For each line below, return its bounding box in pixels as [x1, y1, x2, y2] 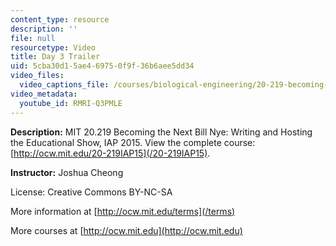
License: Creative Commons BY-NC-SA [10, 186, 173, 198]
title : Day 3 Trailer [10, 52, 101, 62]
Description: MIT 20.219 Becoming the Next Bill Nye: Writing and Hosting [10, 126, 313, 138]
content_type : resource [10, 14, 110, 25]
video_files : [10, 71, 65, 81]
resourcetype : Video [10, 42, 97, 53]
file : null [10, 33, 56, 43]
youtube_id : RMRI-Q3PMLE [19, 98, 123, 108]
